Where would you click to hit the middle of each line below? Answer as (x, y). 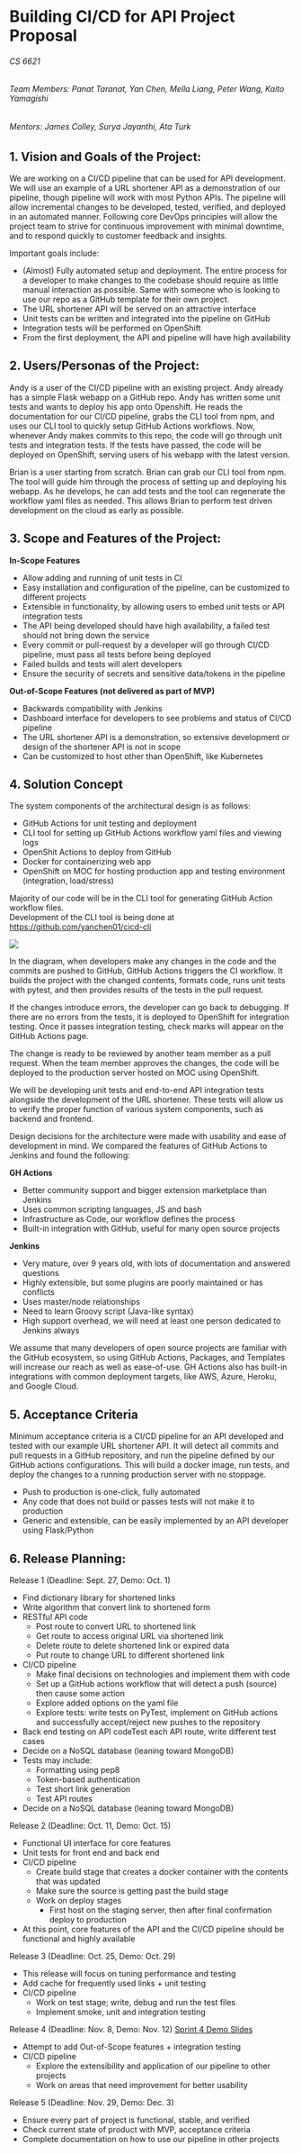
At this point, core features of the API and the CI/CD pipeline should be (153, 1930)
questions (41, 1273)
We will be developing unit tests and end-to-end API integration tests (137, 1090)
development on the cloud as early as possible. (97, 510)
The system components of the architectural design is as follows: (130, 806)
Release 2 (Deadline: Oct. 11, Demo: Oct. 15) (90, 1826)
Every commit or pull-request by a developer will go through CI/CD (146, 645)
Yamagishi (29, 99)
